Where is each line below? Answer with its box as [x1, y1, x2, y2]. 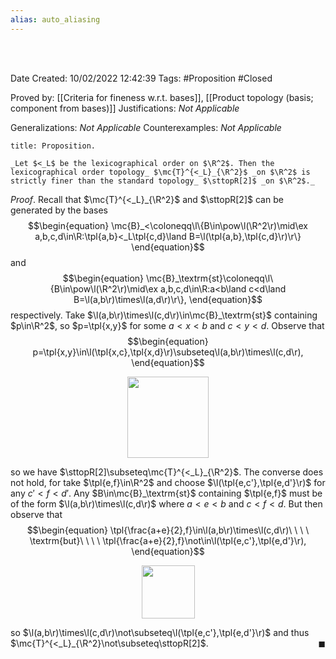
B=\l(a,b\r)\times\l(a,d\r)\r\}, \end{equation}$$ [73, 293, 263, 305]
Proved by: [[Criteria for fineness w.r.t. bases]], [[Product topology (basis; [10, 91, 314, 103]
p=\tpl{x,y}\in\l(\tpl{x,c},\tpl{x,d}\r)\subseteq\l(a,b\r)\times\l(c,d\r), [32, 346, 304, 358]
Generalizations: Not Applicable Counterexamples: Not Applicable [10, 121, 282, 133]
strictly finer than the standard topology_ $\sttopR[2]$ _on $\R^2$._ [10, 176, 315, 186]
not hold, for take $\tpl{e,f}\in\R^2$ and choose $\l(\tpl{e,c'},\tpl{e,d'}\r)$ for [10, 476, 326, 488]
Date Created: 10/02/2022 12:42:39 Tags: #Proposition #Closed [10, 72, 273, 84]
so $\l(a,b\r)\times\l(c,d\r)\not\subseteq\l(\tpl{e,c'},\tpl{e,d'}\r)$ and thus [10, 626, 310, 638]
